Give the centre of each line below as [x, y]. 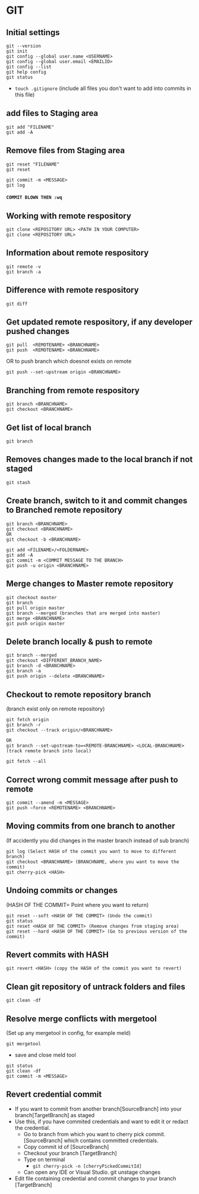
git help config [26, 72]
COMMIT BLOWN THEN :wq [34, 198]
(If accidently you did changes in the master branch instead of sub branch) [98, 840]
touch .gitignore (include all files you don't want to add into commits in [103, 88]
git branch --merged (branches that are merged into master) [83, 613]
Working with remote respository [69, 216]
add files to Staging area [52, 113]
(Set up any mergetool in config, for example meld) [69, 1033]
